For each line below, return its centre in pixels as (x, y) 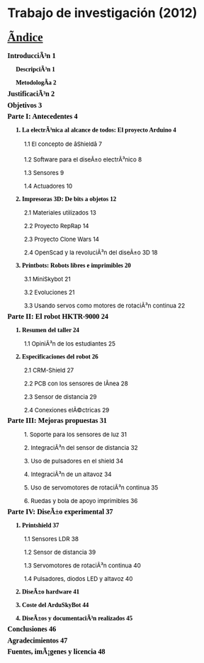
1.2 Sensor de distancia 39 (60, 552)
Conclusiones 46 (32, 629)
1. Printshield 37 (37, 525)
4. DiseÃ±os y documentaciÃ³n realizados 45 (74, 618)
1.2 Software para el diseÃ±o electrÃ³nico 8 (83, 160)
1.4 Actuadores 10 (48, 186)
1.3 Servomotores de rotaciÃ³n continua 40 (83, 565)
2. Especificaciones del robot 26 (57, 357)
